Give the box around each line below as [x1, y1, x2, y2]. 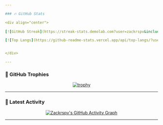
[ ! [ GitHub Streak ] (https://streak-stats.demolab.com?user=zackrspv [5, 29, 145, 34]
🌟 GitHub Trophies [5, 71, 49, 78]
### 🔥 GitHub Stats [5, 11, 45, 16]
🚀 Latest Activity [5, 99, 45, 106]
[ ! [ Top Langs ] [5, 38, 34, 43]
